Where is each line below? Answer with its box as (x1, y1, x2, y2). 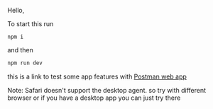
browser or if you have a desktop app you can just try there (7, 93, 181, 102)
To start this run (7, 20, 54, 28)
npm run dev (7, 59, 43, 67)
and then (7, 46, 33, 54)
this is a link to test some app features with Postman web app (7, 72, 187, 81)
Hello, (7, 6, 25, 14)
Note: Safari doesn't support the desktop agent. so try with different (7, 86, 207, 94)
